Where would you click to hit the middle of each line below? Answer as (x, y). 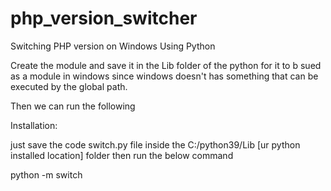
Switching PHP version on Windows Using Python (113, 46)
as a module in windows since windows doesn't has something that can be (164, 76)
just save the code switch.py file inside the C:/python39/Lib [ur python (155, 144)
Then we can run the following (73, 106)
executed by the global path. (69, 86)
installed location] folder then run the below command (122, 155)
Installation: (34, 125)
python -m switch (46, 174)
